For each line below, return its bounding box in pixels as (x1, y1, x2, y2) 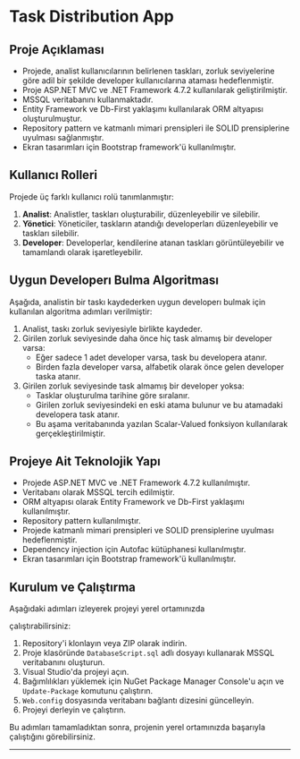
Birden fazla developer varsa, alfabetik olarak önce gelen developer (35, 361, 285, 372)
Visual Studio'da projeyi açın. (21, 667, 129, 678)
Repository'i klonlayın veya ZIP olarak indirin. (21, 638, 187, 649)
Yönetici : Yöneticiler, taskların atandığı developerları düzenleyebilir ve (21, 217, 279, 229)
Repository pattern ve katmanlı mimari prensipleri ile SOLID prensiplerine (21, 123, 290, 133)
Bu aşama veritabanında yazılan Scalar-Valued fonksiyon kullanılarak (35, 418, 288, 429)
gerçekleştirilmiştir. (35, 428, 105, 439)
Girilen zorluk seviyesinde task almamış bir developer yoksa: (21, 380, 245, 391)
